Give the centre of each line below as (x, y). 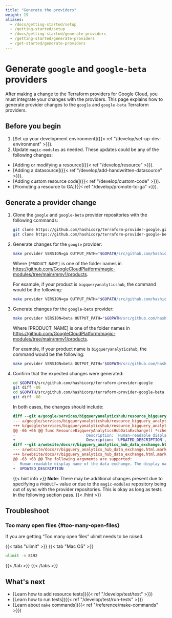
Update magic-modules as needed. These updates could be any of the (86, 150)
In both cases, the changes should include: (58, 407)
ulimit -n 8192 (21, 556)
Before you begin (33, 126)
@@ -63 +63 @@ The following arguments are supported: (72, 459)
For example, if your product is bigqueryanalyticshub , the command (84, 284)
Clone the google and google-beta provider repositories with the (80, 215)
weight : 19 (17, 15)
